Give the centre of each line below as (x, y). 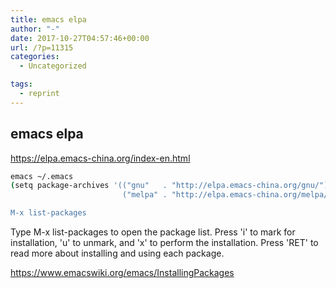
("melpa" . (144, 195)
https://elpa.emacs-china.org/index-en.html (100, 158)
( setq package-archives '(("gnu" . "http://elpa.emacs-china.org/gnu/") (169, 186)
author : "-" (35, 29)
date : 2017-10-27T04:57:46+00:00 (80, 38)
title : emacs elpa (48, 19)
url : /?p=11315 (42, 47)
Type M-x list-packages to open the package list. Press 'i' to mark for (153, 232)
